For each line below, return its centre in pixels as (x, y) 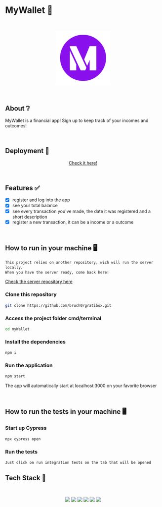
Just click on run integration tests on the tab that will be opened (78, 462)
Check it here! (83, 163)
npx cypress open (23, 439)
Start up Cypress (26, 428)
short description (30, 217)
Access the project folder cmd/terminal (53, 318)
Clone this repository (31, 294)
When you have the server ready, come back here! (57, 273)
